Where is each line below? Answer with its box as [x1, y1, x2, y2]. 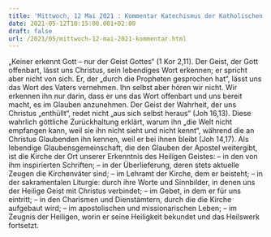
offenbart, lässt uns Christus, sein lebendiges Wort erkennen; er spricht [8, 66, 247, 75]
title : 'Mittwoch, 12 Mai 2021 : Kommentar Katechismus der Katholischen [8, 11, 264, 20]
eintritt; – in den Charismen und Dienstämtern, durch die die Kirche [8, 195, 232, 205]
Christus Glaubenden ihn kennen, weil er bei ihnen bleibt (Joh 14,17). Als [8, 135, 249, 144]
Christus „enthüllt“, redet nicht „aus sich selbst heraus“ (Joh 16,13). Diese [8, 109, 252, 118]
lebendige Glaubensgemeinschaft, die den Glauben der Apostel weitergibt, [8, 143, 258, 153]
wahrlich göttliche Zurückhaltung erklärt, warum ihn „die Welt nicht [8, 117, 233, 127]
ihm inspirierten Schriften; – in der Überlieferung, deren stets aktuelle [8, 160, 239, 170]
